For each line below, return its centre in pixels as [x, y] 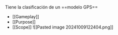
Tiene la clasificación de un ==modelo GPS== [51, 7]
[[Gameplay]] [25, 17]
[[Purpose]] [24, 22]
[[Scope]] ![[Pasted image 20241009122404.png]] [63, 27]
